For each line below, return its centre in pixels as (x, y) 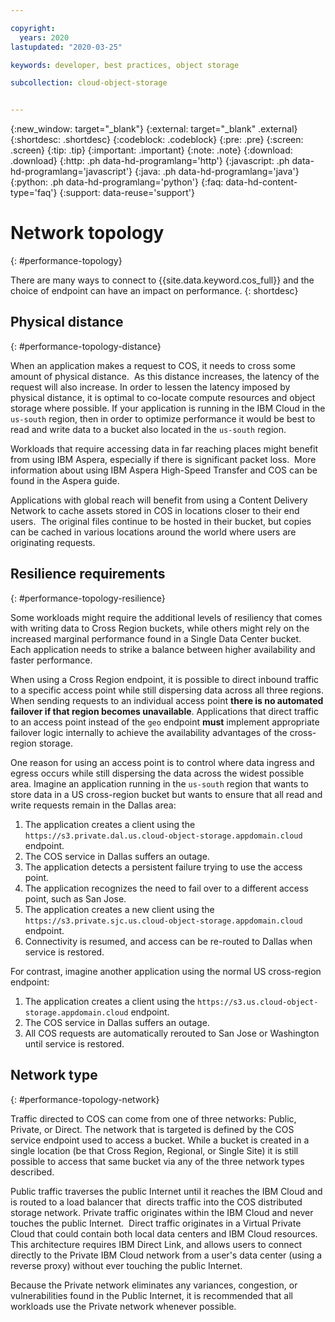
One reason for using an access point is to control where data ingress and (162, 762)
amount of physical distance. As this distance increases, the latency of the (165, 376)
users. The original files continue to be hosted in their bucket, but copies (161, 521)
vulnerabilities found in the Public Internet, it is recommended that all (152, 1295)
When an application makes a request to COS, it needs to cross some (153, 365)
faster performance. (51, 660)
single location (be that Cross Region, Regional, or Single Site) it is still (154, 1150)
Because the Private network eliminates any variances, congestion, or (154, 1285)
